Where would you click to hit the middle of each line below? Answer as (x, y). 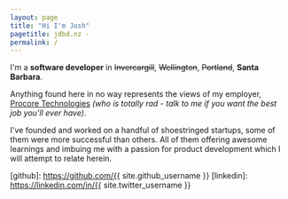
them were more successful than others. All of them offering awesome (139, 139)
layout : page (34, 17)
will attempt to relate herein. (61, 159)
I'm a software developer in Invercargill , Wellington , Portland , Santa (135, 68)
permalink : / (34, 42)
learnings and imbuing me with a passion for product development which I (146, 149)
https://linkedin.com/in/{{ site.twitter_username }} (101, 185)
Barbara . (27, 77)
